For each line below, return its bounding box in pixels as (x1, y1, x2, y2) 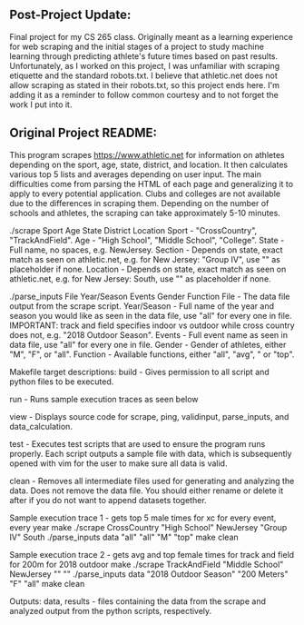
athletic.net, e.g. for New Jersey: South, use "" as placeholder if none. (9, 273, 271, 284)
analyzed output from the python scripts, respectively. (9, 605, 212, 616)
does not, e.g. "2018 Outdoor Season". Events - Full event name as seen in (9, 329, 289, 340)
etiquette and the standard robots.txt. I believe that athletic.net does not (9, 70, 279, 81)
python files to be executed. (9, 376, 114, 387)
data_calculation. (9, 421, 73, 432)
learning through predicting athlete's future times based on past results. (9, 50, 279, 62)
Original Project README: (9, 125, 157, 141)
